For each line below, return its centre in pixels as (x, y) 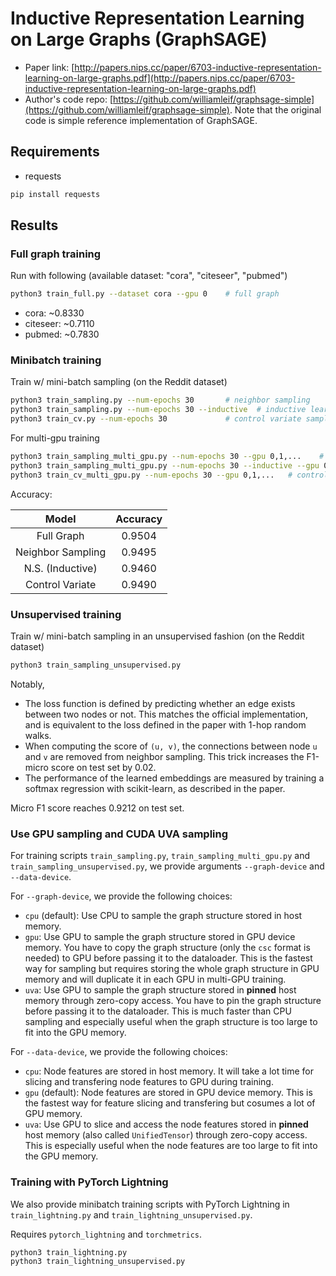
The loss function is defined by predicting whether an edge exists (160, 703)
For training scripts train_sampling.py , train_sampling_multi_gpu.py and (160, 856)
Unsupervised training (66, 614)
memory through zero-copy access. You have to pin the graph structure (173, 1001)
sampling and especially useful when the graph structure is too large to (171, 1022)
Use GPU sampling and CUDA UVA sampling (119, 834)
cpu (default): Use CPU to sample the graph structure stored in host (163, 916)
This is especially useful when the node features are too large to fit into (171, 1146)
